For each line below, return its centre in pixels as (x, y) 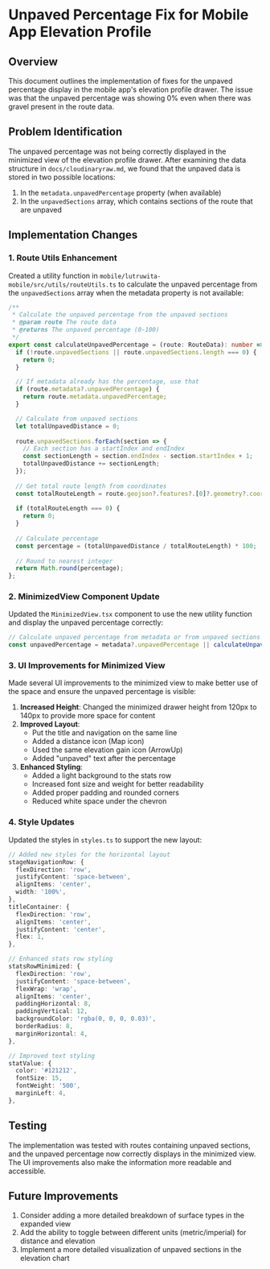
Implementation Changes (73, 235)
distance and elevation (57, 1241)
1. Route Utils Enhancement (63, 258)
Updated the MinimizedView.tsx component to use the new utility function (131, 614)
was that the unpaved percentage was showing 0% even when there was (130, 98)
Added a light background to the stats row (102, 775)
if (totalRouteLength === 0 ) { (68, 509)
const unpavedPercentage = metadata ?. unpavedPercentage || (109, 645)
